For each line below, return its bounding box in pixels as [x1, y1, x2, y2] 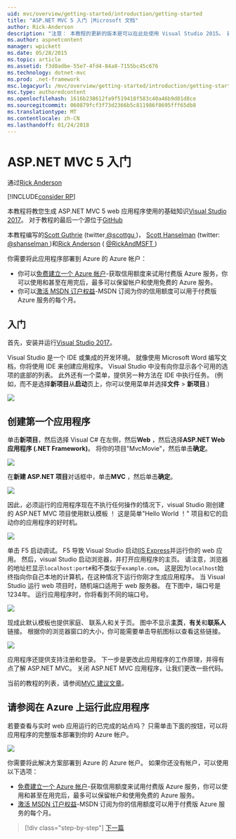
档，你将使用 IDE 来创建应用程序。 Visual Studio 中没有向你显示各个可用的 [7, 362, 223, 371]
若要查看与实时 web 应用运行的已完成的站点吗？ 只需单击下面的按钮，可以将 [7, 722, 228, 730]
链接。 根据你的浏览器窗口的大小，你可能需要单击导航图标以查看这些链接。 [7, 627, 225, 636]
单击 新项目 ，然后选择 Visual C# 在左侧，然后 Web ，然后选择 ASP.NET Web [7, 435, 225, 444]
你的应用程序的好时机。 [13, 518, 81, 527]
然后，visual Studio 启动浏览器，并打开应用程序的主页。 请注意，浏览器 [20, 555, 228, 563]
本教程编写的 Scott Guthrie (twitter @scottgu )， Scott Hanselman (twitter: [7, 231, 220, 239]
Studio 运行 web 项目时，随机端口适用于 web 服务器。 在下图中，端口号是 [7, 582, 221, 590]
